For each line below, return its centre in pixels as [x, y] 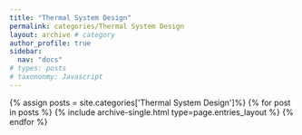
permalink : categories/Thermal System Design [97, 26]
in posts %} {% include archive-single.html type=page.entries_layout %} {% [151, 112]
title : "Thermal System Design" [70, 18]
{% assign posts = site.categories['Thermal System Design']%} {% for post [150, 102]
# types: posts [38, 69]
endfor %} [29, 121]
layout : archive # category [63, 34]
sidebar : [26, 52]
